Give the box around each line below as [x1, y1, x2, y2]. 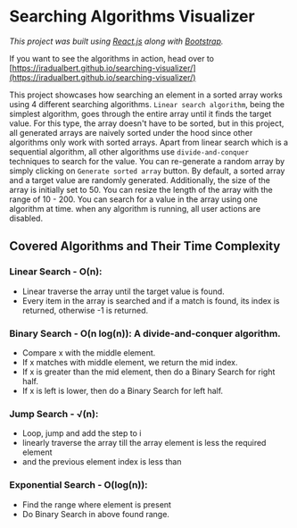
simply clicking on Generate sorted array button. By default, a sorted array [9, 165, 285, 176]
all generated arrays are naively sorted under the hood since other [9, 127, 253, 138]
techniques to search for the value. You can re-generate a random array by [9, 155, 285, 166]
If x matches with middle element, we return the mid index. [21, 356, 238, 367]
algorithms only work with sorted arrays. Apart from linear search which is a [9, 137, 288, 147]
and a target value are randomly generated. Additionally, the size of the [9, 174, 270, 185]
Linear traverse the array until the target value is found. [21, 286, 225, 297]
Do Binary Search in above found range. [21, 508, 169, 519]
